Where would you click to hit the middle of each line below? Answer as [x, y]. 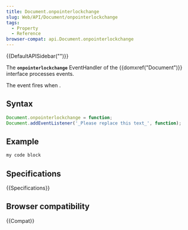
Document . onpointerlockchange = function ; [59, 117]
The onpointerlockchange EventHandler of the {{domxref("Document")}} [94, 68]
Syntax [20, 104]
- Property [25, 28]
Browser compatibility [48, 207]
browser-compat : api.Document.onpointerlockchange [70, 39]
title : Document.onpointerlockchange [53, 12]
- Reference [26, 34]
